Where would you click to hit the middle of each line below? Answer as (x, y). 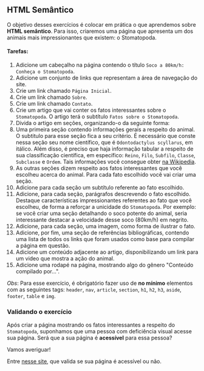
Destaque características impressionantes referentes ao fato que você (104, 200)
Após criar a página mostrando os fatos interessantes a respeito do (91, 325)
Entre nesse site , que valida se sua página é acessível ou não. (84, 361)
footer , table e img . (32, 296)
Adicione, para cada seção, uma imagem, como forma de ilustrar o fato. (106, 226)
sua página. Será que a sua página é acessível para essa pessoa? (90, 338)
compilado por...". (38, 271)
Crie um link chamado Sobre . (51, 97)
